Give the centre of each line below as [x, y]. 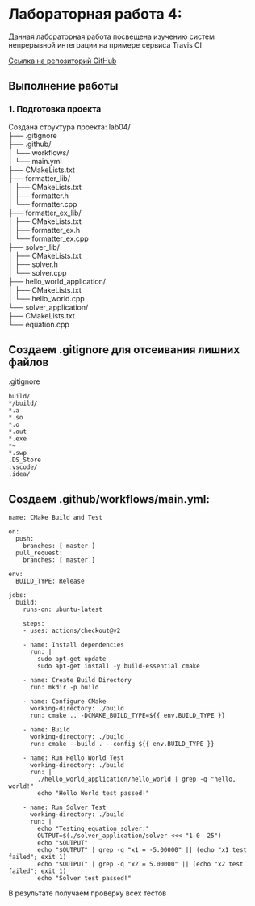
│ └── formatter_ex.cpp [48, 238]
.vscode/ [23, 467]
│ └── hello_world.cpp [46, 298]
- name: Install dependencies [74, 645]
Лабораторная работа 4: [96, 14]
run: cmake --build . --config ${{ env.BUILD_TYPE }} [122, 744]
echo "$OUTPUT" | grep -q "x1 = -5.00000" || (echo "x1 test [142, 850]
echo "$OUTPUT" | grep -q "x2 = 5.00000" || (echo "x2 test [140, 864]
